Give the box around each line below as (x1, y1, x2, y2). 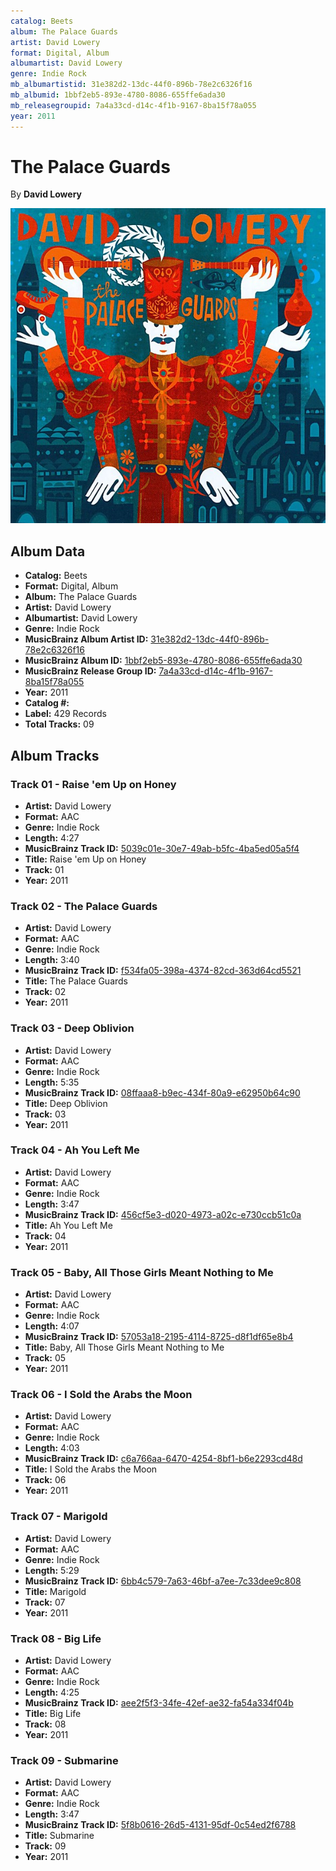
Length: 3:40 (24, 954, 80, 966)
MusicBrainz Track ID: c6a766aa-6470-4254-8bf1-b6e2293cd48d (24, 1453, 303, 1465)
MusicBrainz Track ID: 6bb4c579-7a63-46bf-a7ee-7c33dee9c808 (24, 1575, 302, 1587)
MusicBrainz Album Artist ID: (24, 633, 149, 645)
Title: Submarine (24, 1830, 95, 1842)
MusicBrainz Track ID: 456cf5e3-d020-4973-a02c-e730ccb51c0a (24, 1208, 302, 1220)
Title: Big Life (24, 1708, 82, 1720)
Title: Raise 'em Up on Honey (24, 853, 147, 865)
